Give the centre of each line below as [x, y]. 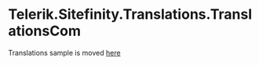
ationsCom [44, 31]
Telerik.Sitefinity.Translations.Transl [130, 14]
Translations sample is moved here [64, 52]
